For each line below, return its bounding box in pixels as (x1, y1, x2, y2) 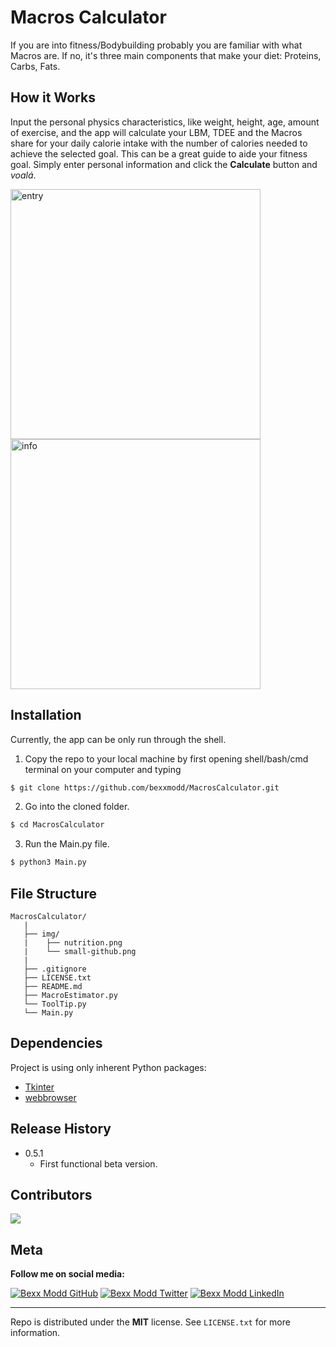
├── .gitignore (23, 964, 87, 974)
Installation (10, 707, 82, 724)
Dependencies (10, 1035, 103, 1052)
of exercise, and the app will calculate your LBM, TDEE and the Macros (10, 126, 303, 138)
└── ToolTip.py (23, 999, 87, 1009)
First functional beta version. (39, 1157, 158, 1170)
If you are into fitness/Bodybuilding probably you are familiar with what (10, 39, 303, 51)
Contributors (10, 1187, 93, 1204)
